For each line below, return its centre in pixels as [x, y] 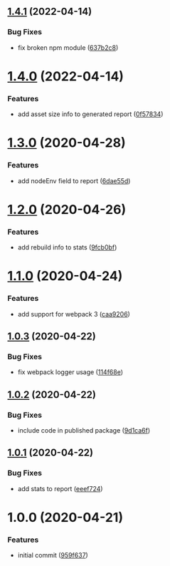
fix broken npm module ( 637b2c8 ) [68, 47]
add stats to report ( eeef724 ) [60, 488]
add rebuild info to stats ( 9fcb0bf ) [67, 247]
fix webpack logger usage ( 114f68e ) [70, 372]
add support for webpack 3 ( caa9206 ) [74, 314]
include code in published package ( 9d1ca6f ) [84, 430]
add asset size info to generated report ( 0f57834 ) [90, 114]
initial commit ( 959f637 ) [53, 555]
